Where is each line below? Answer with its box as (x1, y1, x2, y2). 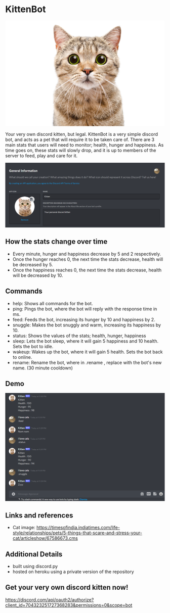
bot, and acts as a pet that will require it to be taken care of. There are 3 (5, 136, 155, 143)
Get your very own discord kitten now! (5, 583, 129, 592)
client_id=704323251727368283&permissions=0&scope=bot (5, 602, 133, 608)
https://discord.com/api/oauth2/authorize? (5, 596, 94, 602)
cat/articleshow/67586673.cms (12, 535, 78, 541)
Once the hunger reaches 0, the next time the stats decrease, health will (12, 256, 163, 262)
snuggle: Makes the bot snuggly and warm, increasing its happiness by (12, 322, 161, 328)
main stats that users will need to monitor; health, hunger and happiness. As (5, 142, 164, 148)
